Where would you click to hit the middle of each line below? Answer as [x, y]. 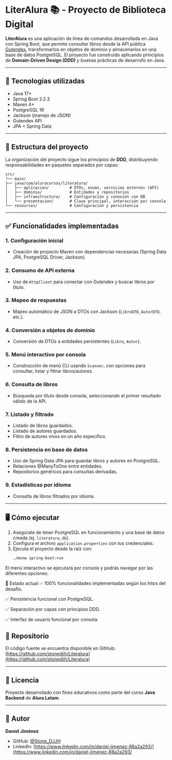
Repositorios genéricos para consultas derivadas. [65, 472]
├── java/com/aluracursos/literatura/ [47, 183]
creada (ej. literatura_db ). [41, 538]
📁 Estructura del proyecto [47, 147]
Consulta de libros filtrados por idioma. [54, 496]
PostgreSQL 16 [28, 110]
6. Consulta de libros [31, 385]
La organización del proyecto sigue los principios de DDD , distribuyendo [82, 159]
